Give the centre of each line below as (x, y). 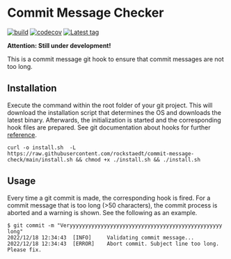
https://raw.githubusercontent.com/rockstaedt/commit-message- (101, 154)
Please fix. (24, 250)
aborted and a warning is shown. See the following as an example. (102, 212)
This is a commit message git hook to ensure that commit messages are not (115, 59)
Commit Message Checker (86, 13)
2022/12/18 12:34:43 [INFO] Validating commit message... (101, 237)
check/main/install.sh (40, 159)
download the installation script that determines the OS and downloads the (114, 112)
